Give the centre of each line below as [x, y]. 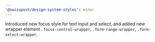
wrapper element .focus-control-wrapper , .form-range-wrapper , [71, 29]
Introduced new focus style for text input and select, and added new [75, 24]
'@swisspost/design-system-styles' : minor [50, 10]
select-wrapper [21, 35]
